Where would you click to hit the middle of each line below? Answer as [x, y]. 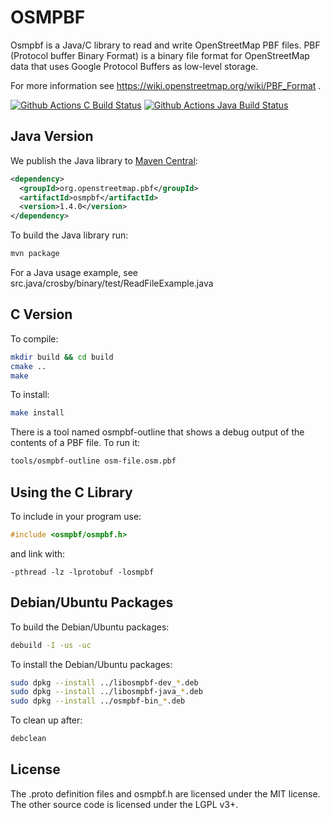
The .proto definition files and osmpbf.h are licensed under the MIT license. [165, 793]
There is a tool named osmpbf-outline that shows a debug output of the [157, 432]
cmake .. [28, 366]
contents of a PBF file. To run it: [75, 443]
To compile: [34, 338]
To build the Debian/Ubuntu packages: [90, 627]
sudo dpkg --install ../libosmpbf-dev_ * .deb [104, 682]
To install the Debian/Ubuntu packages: [91, 664]
